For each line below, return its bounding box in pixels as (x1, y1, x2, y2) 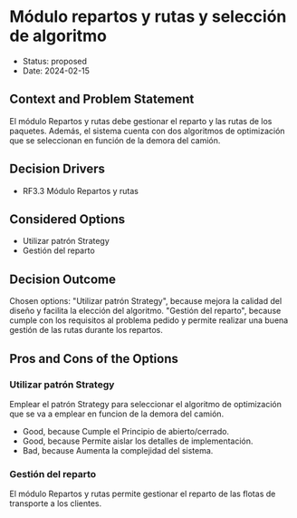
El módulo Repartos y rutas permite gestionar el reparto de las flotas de (9, 488, 276, 500)
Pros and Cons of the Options (9, 351, 178, 367)
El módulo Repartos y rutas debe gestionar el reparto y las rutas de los (9, 115, 273, 126)
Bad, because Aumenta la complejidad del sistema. (22, 445, 214, 455)
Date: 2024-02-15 (22, 65, 91, 76)
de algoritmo (9, 25, 107, 46)
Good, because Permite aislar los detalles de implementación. (22, 435, 254, 446)
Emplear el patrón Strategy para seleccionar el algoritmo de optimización (9, 398, 283, 409)
